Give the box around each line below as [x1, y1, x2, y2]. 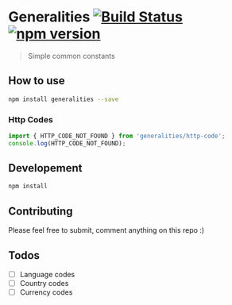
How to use [8, 74, 65, 87]
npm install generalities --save [8, 95, 119, 103]
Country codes [19, 279, 69, 288]
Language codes [19, 269, 75, 279]
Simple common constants [27, 51, 115, 60]
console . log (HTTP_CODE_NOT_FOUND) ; [8, 139, 126, 147]
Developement [8, 161, 83, 175]
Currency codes [19, 288, 73, 297]
